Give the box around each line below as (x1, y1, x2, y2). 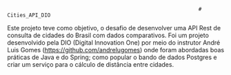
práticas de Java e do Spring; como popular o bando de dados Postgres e (7, 53, 217, 61)
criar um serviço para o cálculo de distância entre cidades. (7, 61, 174, 68)
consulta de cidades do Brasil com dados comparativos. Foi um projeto (7, 31, 209, 39)
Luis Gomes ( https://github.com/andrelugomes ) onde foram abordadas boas (7, 46, 225, 54)
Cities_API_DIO (7, 12, 51, 19)
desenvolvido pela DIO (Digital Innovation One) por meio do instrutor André (7, 39, 221, 47)
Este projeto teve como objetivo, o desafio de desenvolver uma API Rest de (7, 24, 221, 32)
